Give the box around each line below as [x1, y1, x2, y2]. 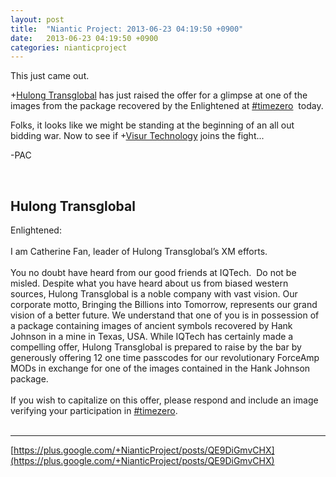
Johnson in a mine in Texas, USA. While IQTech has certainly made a [10, 331, 294, 343]
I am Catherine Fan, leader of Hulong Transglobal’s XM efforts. [10, 246, 268, 258]
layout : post [10, 14, 65, 25]
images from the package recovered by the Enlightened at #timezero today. [10, 100, 324, 112]
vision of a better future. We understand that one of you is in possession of [10, 309, 320, 321]
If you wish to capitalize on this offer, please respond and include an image [10, 394, 319, 406]
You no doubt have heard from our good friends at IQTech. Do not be [10, 267, 297, 279]
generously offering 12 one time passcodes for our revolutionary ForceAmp [10, 352, 320, 364]
